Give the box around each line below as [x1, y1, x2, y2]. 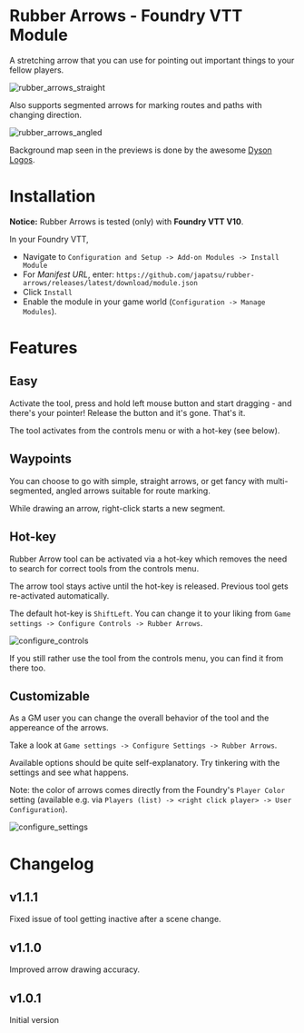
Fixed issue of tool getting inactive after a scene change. [9, 914, 221, 925]
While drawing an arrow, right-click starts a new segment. [9, 502, 226, 513]
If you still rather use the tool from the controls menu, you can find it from [9, 652, 284, 663]
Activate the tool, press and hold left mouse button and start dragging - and [9, 397, 292, 409]
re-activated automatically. [9, 590, 110, 601]
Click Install [22, 286, 73, 297]
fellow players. [9, 65, 64, 75]
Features [9, 338, 78, 359]
